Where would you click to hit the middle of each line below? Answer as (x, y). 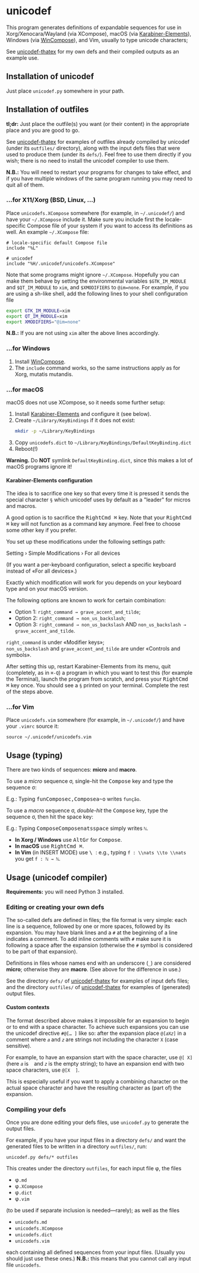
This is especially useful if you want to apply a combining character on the (97, 1081)
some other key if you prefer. (42, 530)
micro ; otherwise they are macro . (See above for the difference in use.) (94, 969)
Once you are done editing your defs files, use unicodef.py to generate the (97, 1122)
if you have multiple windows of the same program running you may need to (99, 178)
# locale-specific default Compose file (57, 243)
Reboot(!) (26, 448)
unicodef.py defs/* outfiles (42, 1157)
